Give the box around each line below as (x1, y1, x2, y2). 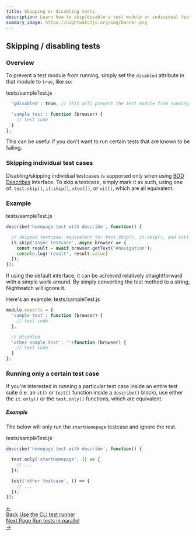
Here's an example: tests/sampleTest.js (6, 296, 100, 303)
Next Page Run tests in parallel (6, 517, 80, 524)
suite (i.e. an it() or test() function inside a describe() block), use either (6, 389, 183, 396)
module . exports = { (6, 307, 54, 313)
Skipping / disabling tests (6, 41, 101, 51)
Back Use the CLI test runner (6, 511, 76, 518)
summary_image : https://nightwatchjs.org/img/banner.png (6, 19, 148, 25)
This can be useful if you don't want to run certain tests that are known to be (6, 138, 190, 145)
